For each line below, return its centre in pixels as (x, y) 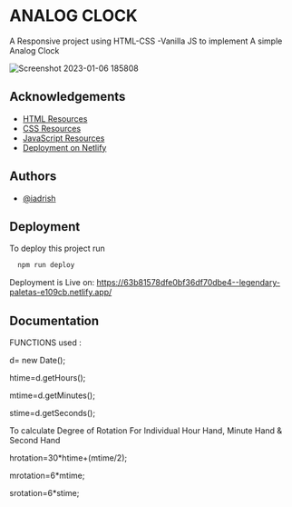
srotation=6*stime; (44, 493)
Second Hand (35, 441)
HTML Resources (55, 118)
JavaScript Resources (63, 138)
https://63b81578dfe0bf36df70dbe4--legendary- (189, 283)
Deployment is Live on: (52, 283)
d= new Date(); (38, 361)
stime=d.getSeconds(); (53, 413)
